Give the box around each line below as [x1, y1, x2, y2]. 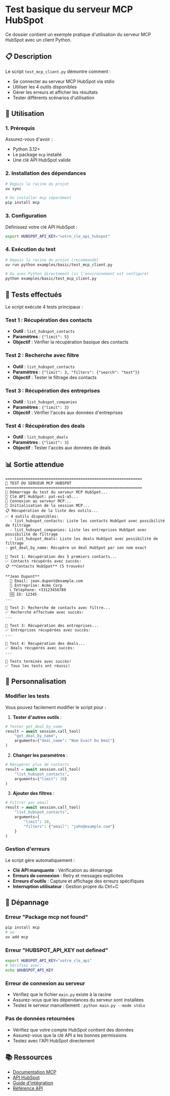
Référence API [12, 1085, 43, 1091]
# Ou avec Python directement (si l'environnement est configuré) [5, 271, 149, 276]
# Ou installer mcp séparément [5, 195, 72, 200]
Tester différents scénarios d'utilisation [12, 95, 95, 101]
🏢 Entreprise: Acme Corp [10, 583, 63, 588]
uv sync [5, 186, 22, 191]
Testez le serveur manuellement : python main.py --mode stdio [12, 1002, 146, 1009]
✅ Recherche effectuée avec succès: [5, 610, 84, 615]
